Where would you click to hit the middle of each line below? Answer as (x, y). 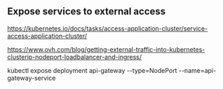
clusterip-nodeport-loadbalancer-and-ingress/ (75, 57)
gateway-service (32, 78)
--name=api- (197, 70)
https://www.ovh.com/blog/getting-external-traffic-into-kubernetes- (106, 49)
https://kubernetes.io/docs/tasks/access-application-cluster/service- (108, 28)
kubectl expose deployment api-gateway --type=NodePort (92, 70)
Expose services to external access (87, 12)
